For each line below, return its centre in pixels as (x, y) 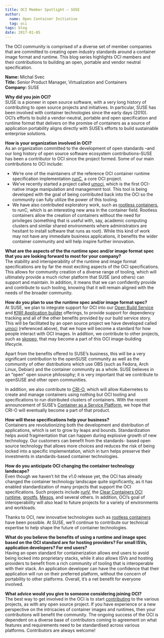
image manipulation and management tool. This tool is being (87, 189)
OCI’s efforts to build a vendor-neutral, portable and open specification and (81, 118)
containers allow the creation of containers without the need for (76, 215)
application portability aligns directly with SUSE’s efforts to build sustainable (82, 128)
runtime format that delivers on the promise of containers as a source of (78, 123)
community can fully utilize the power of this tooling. (65, 199)
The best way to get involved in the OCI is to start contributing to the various (82, 599)
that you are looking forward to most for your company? (63, 256)
